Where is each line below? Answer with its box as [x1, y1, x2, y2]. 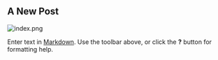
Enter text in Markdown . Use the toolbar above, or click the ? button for [7, 38, 212, 46]
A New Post [7, 6, 59, 17]
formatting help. [7, 45, 54, 53]
